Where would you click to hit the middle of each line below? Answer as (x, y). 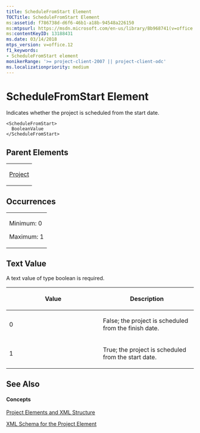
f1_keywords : (22, 51)
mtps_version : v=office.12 (40, 45)
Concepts (18, 399)
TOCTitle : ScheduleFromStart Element (53, 17)
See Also (23, 384)
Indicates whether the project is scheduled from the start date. (83, 113)
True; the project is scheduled (145, 350)
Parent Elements (37, 152)
